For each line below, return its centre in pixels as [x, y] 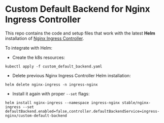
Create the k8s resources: [39, 57]
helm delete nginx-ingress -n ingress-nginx [51, 85]
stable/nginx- [136, 103]
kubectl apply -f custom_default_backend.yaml [54, 66]
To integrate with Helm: [29, 48]
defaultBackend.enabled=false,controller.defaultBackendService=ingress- [82, 111]
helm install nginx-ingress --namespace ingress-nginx [63, 103]
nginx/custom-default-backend [36, 116]
